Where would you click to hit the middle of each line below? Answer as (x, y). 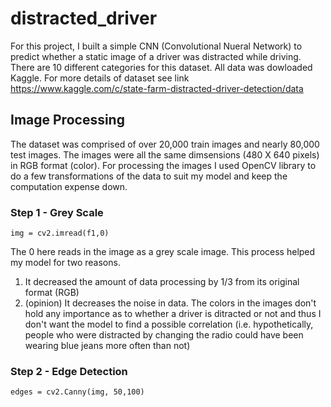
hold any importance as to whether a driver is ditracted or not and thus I (173, 314)
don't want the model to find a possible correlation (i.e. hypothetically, (169, 324)
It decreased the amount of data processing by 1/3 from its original (162, 282)
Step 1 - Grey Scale (57, 212)
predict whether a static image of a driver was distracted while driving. (156, 56)
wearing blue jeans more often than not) (107, 346)
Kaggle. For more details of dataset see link (100, 78)
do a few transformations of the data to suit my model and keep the (149, 176)
